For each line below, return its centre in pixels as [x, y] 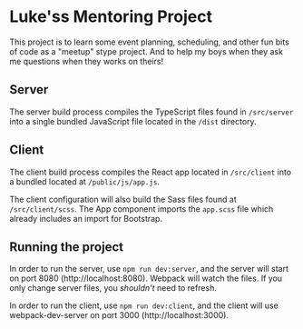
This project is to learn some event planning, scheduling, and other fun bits [150, 42]
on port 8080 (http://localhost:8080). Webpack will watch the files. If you [146, 278]
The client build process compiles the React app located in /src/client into [151, 172]
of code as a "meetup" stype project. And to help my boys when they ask [147, 51]
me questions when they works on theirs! [87, 61]
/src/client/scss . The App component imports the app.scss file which [142, 209]
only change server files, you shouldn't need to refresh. [113, 288]
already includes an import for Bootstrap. [86, 218]
